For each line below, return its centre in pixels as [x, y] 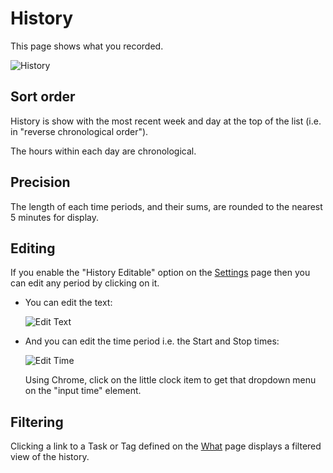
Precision [40, 182]
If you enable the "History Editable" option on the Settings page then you [160, 273]
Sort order [43, 97]
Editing [33, 248]
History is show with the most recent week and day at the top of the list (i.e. [166, 121]
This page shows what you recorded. [87, 46]
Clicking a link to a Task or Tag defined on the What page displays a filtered [166, 446]
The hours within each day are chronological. [103, 151]
